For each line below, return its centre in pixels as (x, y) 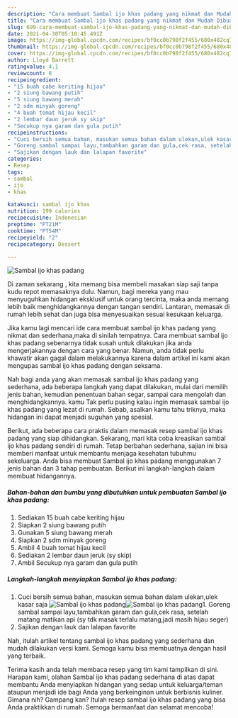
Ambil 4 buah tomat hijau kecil (62, 548)
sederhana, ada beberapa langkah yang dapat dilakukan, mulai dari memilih (118, 387)
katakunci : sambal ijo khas (49, 205)
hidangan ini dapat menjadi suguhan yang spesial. (80, 417)
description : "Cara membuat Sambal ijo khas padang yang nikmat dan (110, 14)
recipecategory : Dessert (44, 244)
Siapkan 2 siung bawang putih (62, 525)
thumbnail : (23, 47)
